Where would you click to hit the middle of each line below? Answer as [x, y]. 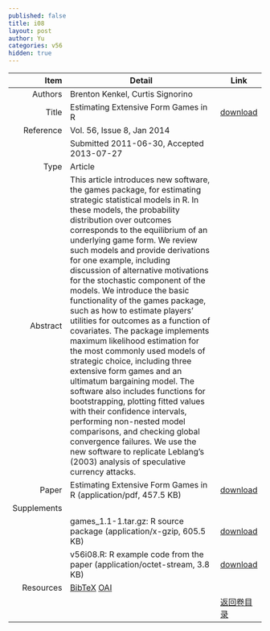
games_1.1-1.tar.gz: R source [127, 521]
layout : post [30, 31]
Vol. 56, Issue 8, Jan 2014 [120, 130]
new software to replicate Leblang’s [137, 452]
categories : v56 [35, 46]
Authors [47, 94]
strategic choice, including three [131, 361]
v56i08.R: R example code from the [137, 554]
